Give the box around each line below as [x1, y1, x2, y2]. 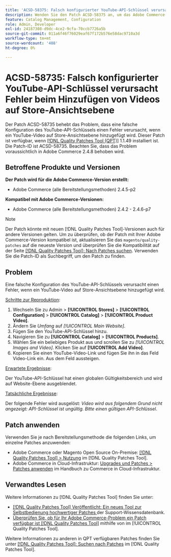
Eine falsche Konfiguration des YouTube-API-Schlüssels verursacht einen [5, 282, 159, 288]
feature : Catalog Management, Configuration [5, 17, 101, 22]
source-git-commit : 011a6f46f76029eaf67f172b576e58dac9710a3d [5, 31, 140, 36]
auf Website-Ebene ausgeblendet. [5, 381, 77, 387]
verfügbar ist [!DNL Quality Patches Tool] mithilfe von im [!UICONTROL [12, 520, 161, 526]
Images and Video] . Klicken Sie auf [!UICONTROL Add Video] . [12, 345, 144, 351]
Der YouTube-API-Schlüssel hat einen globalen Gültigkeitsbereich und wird [5, 375, 163, 382]
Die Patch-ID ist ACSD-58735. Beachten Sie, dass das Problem [5, 143, 137, 149]
